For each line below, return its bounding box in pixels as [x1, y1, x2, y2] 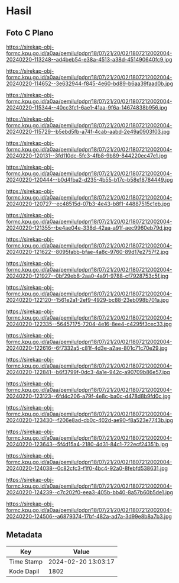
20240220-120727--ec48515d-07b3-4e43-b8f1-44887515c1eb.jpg [6, 200, 170, 207]
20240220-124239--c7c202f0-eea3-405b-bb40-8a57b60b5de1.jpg [6, 489, 173, 495]
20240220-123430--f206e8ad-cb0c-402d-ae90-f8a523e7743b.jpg [6, 417, 173, 424]
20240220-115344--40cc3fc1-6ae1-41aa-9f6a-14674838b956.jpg [6, 104, 167, 111]
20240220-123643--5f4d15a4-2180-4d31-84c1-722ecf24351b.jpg [6, 441, 168, 447]
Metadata [6, 530, 43, 540]
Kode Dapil [9, 567, 40, 575]
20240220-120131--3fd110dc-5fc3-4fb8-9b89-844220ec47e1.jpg [6, 152, 167, 159]
